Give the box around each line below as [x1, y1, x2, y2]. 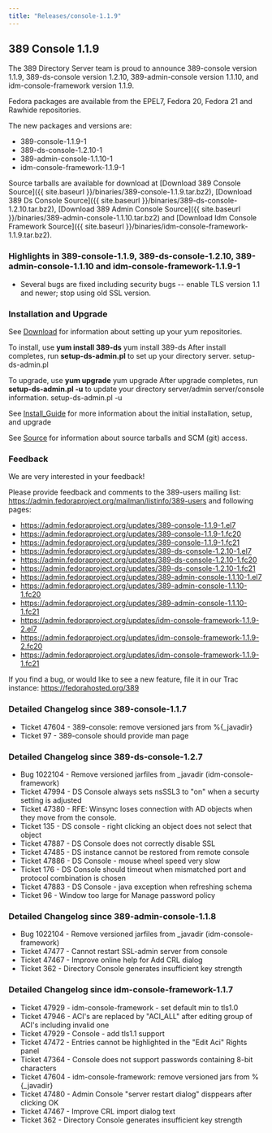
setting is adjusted [19, 795, 83, 805]
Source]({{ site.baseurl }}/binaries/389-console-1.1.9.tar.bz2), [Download [8, 187, 253, 197]
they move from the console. [19, 813, 117, 822]
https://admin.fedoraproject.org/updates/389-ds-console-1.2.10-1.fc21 [19, 564, 256, 573]
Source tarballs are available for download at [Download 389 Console [8, 178, 241, 188]
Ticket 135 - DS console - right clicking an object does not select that [19, 821, 253, 830]
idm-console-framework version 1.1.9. [8, 81, 135, 90]
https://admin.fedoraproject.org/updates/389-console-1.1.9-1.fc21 [19, 538, 240, 547]
